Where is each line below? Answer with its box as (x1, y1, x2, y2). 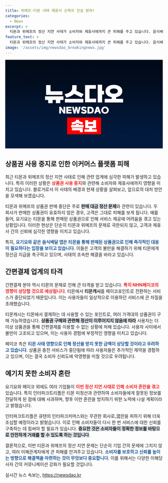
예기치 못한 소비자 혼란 (5, 369, 71, 378)
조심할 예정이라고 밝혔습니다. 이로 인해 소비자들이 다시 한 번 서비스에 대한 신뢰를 (5, 419, 161, 425)
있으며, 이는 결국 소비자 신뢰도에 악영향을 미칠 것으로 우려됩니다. (10, 353, 136, 359)
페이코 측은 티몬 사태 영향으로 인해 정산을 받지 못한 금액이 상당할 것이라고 (5, 341, 146, 347)
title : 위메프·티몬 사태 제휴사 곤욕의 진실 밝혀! (5, 8, 95, 13)
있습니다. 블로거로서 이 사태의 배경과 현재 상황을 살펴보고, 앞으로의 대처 (14, 186, 153, 192)
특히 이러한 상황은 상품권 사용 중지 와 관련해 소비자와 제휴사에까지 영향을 (15, 180, 156, 186)
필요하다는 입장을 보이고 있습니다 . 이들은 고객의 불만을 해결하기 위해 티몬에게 (10, 246, 159, 252)
